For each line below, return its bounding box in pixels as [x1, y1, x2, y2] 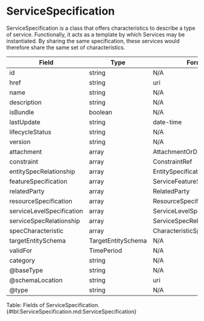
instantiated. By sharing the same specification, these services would [6, 37, 180, 44]
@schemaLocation [9, 275, 63, 284]
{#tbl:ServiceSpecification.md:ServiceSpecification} [6, 308, 137, 315]
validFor [9, 246, 32, 255]
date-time [152, 117, 182, 126]
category [9, 256, 35, 264]
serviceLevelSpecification [9, 207, 83, 215]
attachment [9, 147, 42, 156]
